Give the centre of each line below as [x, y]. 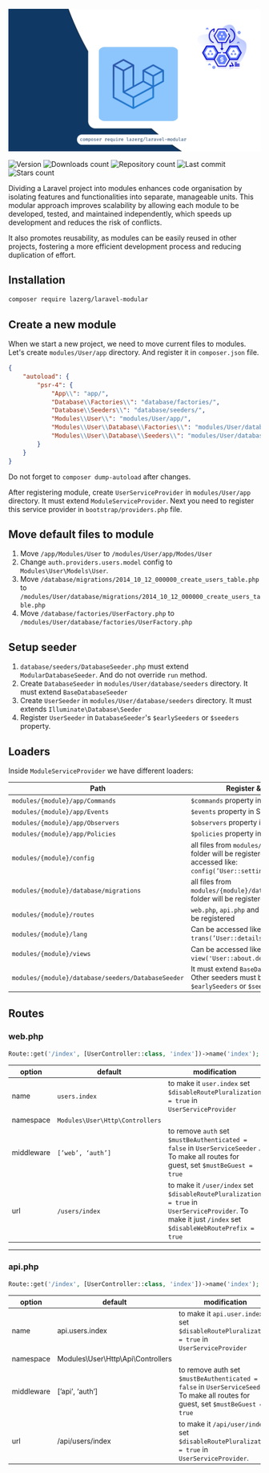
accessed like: [214, 862]
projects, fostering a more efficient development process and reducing [125, 246]
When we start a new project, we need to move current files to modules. [127, 344]
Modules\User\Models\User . [64, 571]
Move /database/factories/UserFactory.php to [97, 613]
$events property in [223, 811]
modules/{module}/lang [50, 934]
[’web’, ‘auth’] [84, 1153]
